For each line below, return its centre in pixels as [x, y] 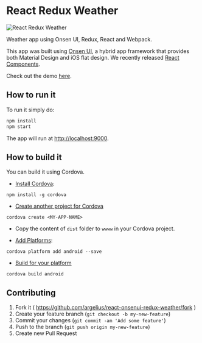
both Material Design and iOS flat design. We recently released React [93, 57]
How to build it [34, 157]
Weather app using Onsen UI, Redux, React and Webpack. [79, 39]
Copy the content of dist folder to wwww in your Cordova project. [95, 228]
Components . [23, 64]
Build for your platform [43, 263]
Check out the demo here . [39, 76]
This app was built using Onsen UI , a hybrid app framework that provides [98, 51]
